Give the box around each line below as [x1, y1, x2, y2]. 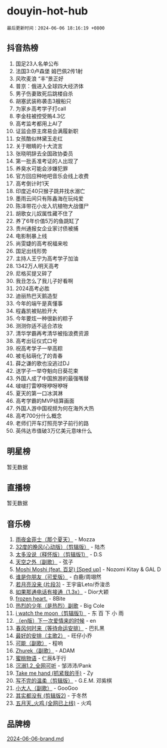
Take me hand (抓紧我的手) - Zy [15, 669, 94, 677]
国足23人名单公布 [15, 60, 59, 67]
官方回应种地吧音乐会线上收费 [15, 172, 89, 179]
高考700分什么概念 [15, 412, 62, 419]
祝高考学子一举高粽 [15, 345, 63, 352]
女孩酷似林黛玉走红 [15, 135, 63, 142]
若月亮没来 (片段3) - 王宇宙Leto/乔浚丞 [15, 581, 110, 588]
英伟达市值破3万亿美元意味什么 [15, 427, 92, 434]
